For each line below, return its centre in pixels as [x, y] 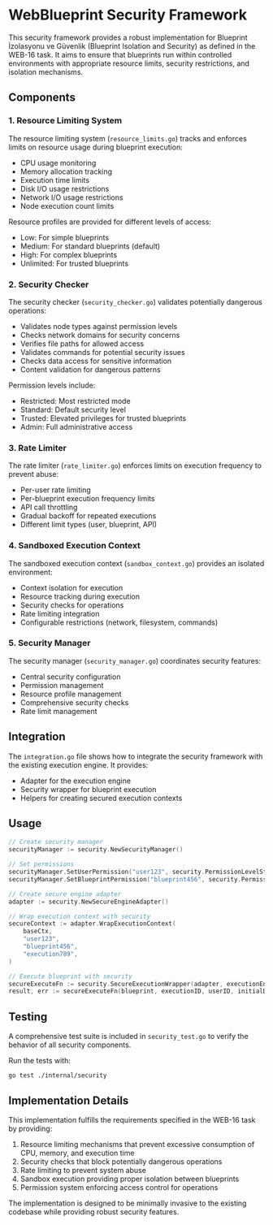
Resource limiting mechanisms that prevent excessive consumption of [137, 1144]
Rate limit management [58, 711]
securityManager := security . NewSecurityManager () [96, 850]
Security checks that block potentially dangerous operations [121, 1161]
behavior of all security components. [70, 1045]
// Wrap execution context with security [80, 916]
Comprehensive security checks [74, 702]
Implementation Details [69, 1100]
